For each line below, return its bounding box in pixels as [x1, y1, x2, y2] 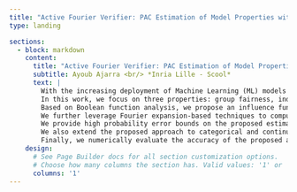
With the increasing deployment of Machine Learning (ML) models [41, 86, 287, 96]
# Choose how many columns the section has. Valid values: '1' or [32, 160, 283, 169]
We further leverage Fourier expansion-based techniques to [41, 111, 267, 120]
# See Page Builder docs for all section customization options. [32, 152, 278, 161]
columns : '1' [32, 169, 81, 178]
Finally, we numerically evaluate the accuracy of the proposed [41, 136, 283, 145]
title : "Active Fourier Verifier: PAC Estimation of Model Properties [9, 12, 275, 22]
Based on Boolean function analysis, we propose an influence [41, 103, 275, 111]
